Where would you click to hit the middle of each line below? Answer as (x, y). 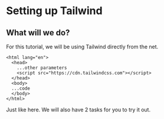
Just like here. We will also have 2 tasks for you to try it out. (78, 110)
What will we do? (38, 33)
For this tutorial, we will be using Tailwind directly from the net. (82, 47)
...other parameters (42, 68)
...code (21, 88)
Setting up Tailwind (54, 11)
